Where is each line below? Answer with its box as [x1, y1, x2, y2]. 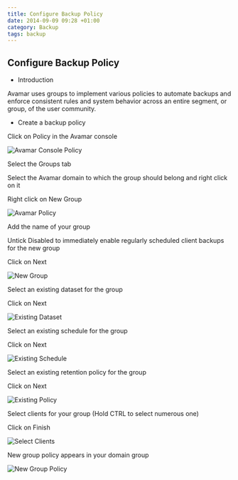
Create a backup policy [17, 118, 86, 127]
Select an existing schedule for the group [7, 327, 128, 335]
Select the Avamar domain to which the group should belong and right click [7, 174, 228, 182]
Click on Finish [7, 423, 51, 432]
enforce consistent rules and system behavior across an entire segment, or [7, 97, 227, 105]
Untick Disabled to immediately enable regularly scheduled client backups [7, 236, 225, 245]
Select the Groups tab [7, 160, 72, 168]
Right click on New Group [7, 195, 82, 204]
